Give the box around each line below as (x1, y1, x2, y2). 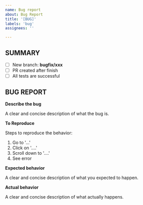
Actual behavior (5, 184, 39, 190)
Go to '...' (12, 139, 31, 145)
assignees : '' (5, 26, 35, 31)
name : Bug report (5, 7, 41, 12)
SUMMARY (5, 48, 41, 57)
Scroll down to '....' (12, 150, 50, 156)
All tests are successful (12, 73, 60, 79)
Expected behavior (5, 165, 45, 171)
